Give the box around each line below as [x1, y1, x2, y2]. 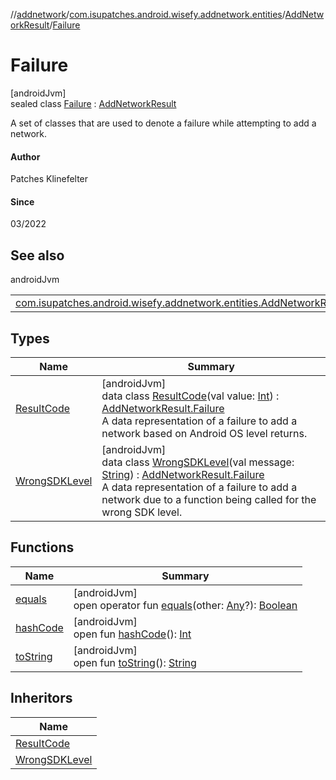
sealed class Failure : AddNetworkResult [10, 97, 177, 109]
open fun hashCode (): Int [73, 627, 192, 641]
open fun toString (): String [73, 655, 197, 669]
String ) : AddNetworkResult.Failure [101, 467, 265, 481]
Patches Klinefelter [10, 173, 89, 185]
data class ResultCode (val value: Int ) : [101, 389, 280, 403]
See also [10, 247, 65, 264]
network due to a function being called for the [101, 492, 317, 506]
